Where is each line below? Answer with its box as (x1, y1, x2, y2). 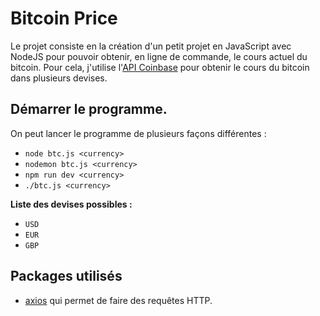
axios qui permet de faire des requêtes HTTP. (24, 294, 213, 306)
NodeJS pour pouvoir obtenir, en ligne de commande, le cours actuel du (10, 50, 308, 62)
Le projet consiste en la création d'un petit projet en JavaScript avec (10, 40, 292, 52)
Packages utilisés (10, 268, 123, 285)
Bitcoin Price (10, 7, 118, 30)
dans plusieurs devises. (10, 72, 108, 84)
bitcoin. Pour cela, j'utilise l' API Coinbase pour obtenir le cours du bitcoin (10, 61, 310, 73)
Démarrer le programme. (10, 101, 168, 118)
